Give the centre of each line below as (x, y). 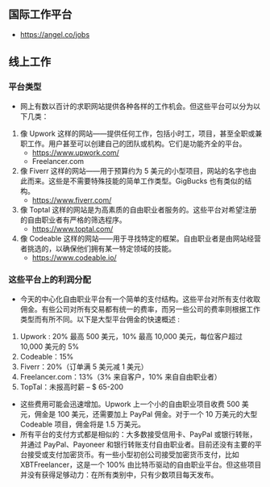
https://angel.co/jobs (55, 34)
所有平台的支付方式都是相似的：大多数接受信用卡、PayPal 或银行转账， (138, 434)
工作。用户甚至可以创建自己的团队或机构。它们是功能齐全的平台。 (137, 143)
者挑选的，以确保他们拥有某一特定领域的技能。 (98, 248)
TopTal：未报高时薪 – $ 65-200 (71, 387)
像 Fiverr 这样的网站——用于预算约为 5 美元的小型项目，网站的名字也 (135, 170)
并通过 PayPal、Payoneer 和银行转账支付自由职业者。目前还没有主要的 (137, 444)
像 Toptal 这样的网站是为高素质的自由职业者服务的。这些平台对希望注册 (138, 209)
